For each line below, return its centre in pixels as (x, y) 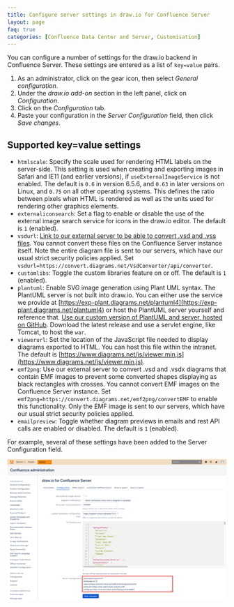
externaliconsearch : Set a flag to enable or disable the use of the (111, 213)
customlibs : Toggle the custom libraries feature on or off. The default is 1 (122, 273)
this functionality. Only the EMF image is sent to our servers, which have (121, 406)
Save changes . (39, 123)
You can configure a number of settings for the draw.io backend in (102, 58)
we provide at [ (39, 303)
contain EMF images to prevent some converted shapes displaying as (117, 377)
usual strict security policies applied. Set (76, 258)
